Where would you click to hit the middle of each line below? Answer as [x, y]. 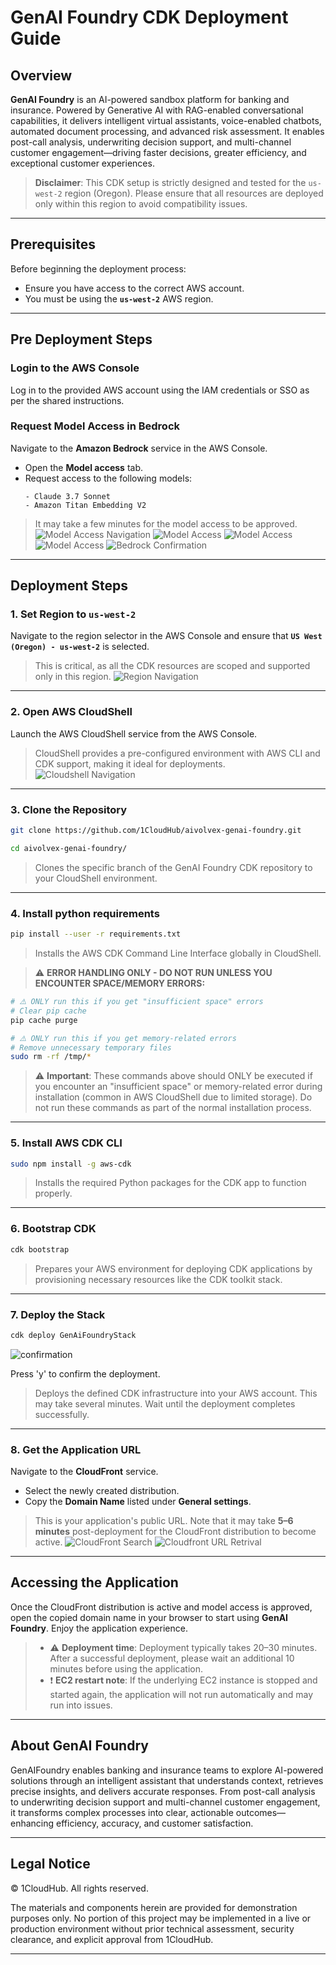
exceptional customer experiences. [82, 163]
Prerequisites [53, 244]
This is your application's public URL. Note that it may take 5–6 [164, 1521]
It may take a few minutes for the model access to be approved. [166, 523]
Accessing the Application [94, 1582]
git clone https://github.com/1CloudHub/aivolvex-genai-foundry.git [156, 831]
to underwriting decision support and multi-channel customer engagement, [165, 1802]
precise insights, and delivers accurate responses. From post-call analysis [163, 1791]
